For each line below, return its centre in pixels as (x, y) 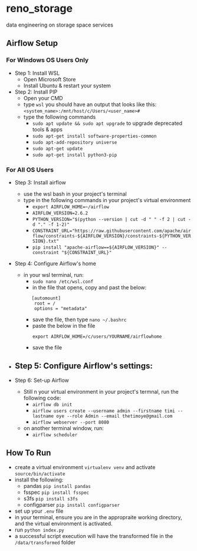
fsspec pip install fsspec (56, 492)
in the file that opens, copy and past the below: (89, 287)
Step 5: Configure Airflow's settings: (84, 366)
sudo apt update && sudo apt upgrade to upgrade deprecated (107, 123)
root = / (45, 303)
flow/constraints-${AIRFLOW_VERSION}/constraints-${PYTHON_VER (111, 236)
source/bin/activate (40, 474)
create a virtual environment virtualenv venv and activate (85, 467)
